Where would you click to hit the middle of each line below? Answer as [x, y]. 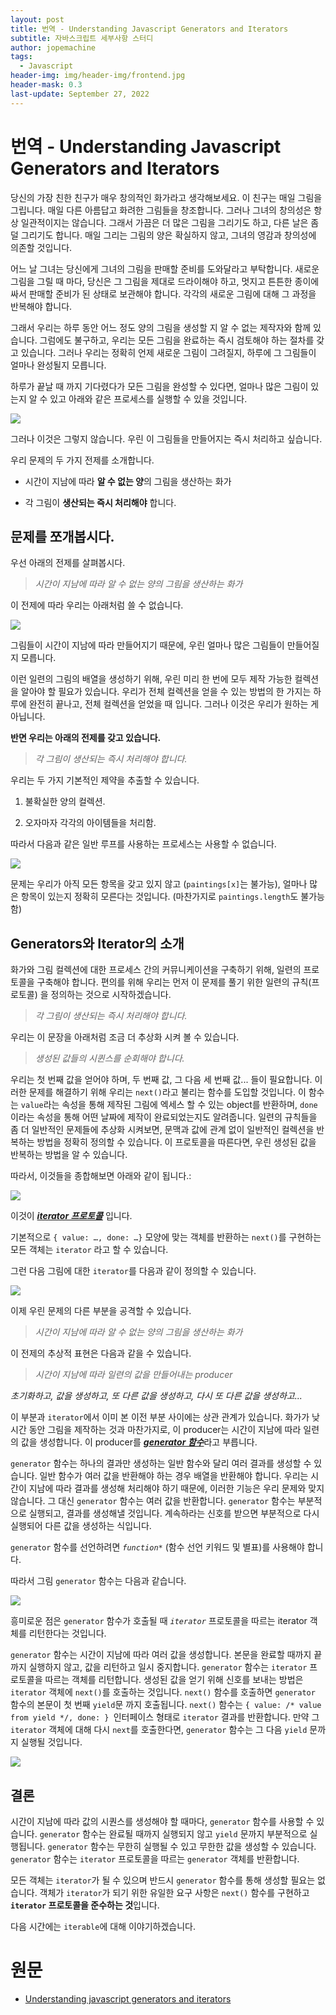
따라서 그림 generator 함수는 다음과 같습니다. [98, 1581]
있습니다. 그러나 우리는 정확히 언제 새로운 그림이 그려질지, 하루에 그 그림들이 [168, 352]
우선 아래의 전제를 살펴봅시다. [68, 563]
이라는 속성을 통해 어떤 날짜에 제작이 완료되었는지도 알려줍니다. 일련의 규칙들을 [164, 1117]
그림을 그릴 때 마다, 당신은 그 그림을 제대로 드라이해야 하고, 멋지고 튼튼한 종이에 [165, 281]
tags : [21, 57]
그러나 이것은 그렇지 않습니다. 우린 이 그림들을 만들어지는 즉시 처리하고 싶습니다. [166, 438]
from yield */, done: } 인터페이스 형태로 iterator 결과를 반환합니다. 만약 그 [165, 1717]
